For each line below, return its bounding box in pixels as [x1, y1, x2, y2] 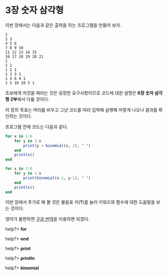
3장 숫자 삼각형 [5, 5, 64, 16]
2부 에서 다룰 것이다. [10, 96, 49, 102]
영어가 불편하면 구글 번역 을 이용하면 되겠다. [5, 216, 90, 222]
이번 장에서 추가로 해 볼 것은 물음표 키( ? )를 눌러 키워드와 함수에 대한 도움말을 [5, 199, 155, 205]
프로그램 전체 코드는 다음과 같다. [5, 123, 69, 129]
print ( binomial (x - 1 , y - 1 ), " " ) [23, 175, 91, 181]
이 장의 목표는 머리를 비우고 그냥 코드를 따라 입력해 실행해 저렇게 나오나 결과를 [5, 106, 158, 113]
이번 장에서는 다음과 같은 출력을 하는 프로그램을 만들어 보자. [5, 22, 122, 28]
